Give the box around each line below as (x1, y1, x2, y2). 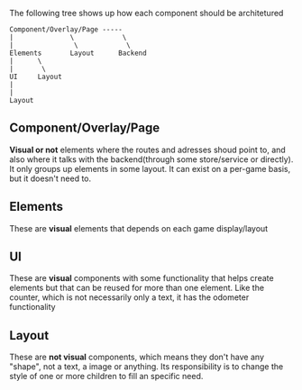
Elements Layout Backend (9, 49, 147, 58)
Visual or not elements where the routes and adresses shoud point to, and (9, 144, 286, 155)
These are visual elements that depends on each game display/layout (9, 222, 269, 233)
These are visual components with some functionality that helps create (9, 273, 274, 284)
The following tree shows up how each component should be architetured (9, 8, 284, 18)
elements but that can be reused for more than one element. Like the (9, 283, 264, 294)
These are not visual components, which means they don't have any (9, 351, 264, 363)
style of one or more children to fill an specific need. (9, 371, 204, 382)
